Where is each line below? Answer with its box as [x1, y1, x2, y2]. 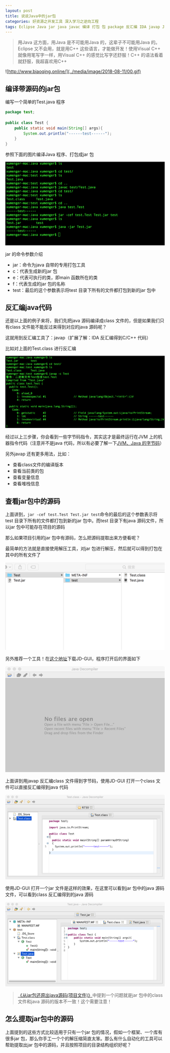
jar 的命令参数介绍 [5, 251, 43, 257]
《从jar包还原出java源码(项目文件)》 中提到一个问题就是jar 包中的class [17, 992, 163, 998]
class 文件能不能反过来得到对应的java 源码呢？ [9, 324, 107, 330]
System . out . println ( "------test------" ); [23, 131, 112, 136]
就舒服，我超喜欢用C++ [17, 58, 67, 64]
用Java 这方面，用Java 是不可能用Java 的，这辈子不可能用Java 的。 [17, 40, 160, 46]
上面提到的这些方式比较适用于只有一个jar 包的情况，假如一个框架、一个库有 [5, 1029, 163, 1035]
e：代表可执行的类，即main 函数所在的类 [12, 274, 98, 281]
